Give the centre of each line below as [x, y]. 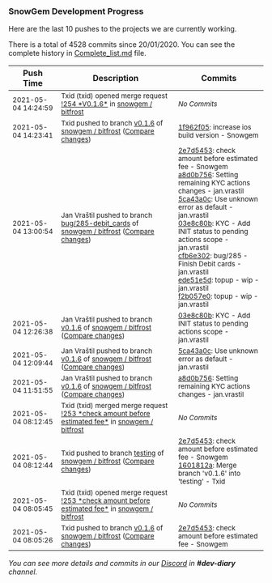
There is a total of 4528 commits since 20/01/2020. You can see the [122, 45]
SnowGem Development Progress [76, 11]
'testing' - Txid [202, 482]
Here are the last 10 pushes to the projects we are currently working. [123, 29]
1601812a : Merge [207, 466]
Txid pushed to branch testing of [113, 453]
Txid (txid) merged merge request [115, 406]
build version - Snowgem [218, 136]
